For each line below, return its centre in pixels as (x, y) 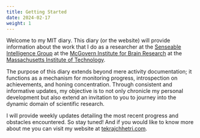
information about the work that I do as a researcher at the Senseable (94, 47)
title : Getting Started (37, 12)
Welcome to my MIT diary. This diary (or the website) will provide (88, 41)
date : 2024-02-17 (28, 18)
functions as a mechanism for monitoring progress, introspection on (92, 78)
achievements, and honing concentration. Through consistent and (89, 85)
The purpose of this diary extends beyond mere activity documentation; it (99, 72)
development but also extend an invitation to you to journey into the (91, 97)
